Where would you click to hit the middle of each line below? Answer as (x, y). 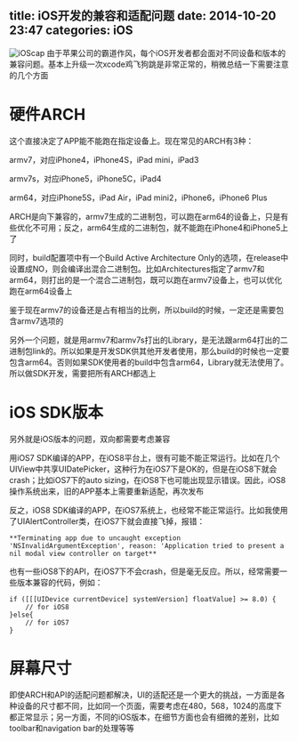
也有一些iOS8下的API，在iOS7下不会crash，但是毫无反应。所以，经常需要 (145, 571)
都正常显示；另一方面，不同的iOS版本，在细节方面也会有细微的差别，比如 (145, 717)
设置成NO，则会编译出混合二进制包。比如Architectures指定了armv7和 (137, 269)
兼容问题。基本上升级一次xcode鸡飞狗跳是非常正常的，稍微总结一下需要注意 (149, 64)
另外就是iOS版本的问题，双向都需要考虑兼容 (90, 439)
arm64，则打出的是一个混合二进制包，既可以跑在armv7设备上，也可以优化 (146, 279)
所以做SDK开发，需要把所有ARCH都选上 (83, 373)
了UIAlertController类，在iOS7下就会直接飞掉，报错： (107, 521)
